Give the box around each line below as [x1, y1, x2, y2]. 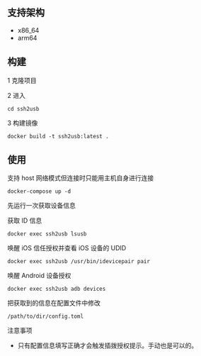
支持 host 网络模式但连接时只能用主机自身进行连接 [7, 174, 154, 182]
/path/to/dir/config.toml [7, 313, 84, 321]
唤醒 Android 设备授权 [7, 272, 71, 280]
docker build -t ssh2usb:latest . [7, 133, 110, 140]
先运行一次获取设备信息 [7, 201, 76, 210]
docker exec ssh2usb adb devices [7, 286, 106, 293]
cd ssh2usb [7, 105, 40, 112]
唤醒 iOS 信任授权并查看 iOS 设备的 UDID [7, 244, 127, 252]
